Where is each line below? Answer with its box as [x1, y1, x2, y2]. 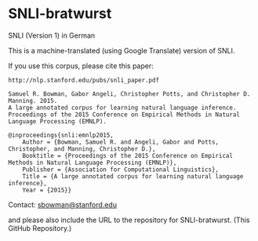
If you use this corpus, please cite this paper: [8, 60, 154, 71]
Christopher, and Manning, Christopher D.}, [8, 144, 156, 153]
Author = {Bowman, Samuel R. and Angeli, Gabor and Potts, [22, 138, 220, 146]
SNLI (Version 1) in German [8, 31, 96, 40]
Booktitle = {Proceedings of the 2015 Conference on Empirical [22, 152, 234, 159]
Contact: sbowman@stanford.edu [8, 199, 118, 209]
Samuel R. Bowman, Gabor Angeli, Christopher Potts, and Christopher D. [8, 89, 251, 98]
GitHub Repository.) [8, 223, 72, 232]
